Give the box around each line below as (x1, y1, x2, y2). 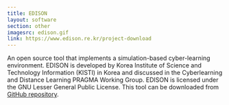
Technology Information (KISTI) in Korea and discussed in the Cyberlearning (7, 69, 223, 77)
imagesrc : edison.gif (7, 29, 69, 36)
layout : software (7, 16, 57, 23)
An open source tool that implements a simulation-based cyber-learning (7, 54, 210, 62)
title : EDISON (7, 10, 48, 17)
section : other (7, 22, 51, 29)
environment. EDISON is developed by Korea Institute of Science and (7, 61, 202, 70)
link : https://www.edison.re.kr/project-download (7, 35, 152, 42)
